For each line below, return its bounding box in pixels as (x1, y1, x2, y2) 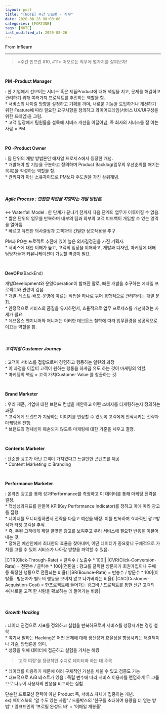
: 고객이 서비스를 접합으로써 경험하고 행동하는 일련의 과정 (5, 359, 115, 365)
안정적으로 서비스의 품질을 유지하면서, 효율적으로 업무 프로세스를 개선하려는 (8, 305, 154, 311)
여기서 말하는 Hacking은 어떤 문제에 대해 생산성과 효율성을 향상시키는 (8, 635, 143, 641)
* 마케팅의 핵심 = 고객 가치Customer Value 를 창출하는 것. (5, 371, 118, 377)
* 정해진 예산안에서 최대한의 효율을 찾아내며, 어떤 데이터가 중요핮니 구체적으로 (5, 540, 155, 546)
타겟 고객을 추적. (14, 521, 46, 528)
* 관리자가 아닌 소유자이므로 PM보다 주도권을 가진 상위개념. (5, 174, 120, 180)
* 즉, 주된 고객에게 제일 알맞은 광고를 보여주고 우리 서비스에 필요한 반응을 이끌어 (5, 528, 159, 534)
